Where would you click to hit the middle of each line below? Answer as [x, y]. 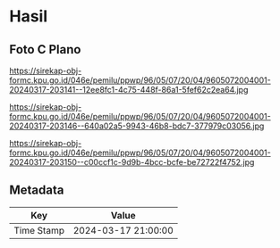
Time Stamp [39, 230]
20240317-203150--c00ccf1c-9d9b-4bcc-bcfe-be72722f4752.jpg [132, 162]
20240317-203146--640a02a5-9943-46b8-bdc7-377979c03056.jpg [137, 126]
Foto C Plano [45, 50]
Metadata [37, 190]
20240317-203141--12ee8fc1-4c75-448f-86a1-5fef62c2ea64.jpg [129, 90]
